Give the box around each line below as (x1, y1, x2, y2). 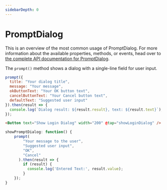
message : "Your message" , (9, 84, 64, 89)
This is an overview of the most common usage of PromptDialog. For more (5, 45, 158, 51)
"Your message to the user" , (23, 139, 83, 144)
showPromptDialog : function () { (5, 129, 72, 134)
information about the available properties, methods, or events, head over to (5, 50, 162, 56)
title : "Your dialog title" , (9, 79, 70, 84)
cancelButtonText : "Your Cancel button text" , (9, 93, 108, 98)
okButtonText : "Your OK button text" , (9, 89, 90, 94)
